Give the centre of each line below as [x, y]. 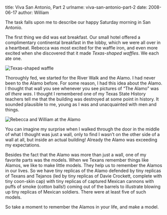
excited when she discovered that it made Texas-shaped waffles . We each [82, 53]
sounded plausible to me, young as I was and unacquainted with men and [81, 104]
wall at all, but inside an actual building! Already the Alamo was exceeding [81, 140]
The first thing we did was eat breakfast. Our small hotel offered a [73, 37]
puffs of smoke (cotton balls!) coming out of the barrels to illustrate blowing [83, 186]
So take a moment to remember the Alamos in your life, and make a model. [82, 207]
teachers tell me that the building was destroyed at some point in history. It [82, 99]
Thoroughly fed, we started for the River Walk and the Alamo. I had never [80, 78]
